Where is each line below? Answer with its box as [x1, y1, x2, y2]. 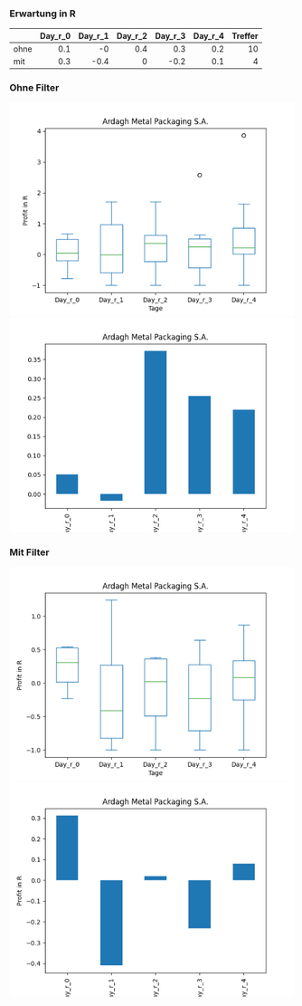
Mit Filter [9, 546, 50, 559]
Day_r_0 [40, 30, 71, 41]
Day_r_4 [193, 30, 224, 41]
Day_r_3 [155, 30, 186, 41]
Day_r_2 [116, 30, 147, 41]
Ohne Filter [9, 81, 60, 93]
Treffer [231, 30, 260, 41]
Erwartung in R [9, 7, 76, 20]
